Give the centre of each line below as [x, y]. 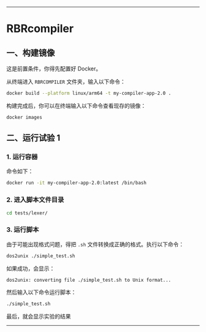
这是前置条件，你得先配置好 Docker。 [54, 69]
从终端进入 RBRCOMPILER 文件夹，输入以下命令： [66, 81]
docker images [25, 117]
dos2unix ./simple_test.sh [41, 256]
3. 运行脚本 [23, 230]
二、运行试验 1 [33, 138]
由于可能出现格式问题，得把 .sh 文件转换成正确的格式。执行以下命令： [95, 244]
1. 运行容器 [22, 157]
